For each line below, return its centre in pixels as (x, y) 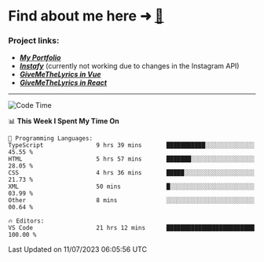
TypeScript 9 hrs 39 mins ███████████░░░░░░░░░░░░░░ (132, 146)
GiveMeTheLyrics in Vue (60, 75)
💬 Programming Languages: (50, 138)
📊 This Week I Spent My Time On (64, 121)
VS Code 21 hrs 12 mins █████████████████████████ (132, 228)
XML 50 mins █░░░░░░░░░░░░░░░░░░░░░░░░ (132, 187)
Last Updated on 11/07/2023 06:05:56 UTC (78, 249)
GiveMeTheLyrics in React (63, 83)
